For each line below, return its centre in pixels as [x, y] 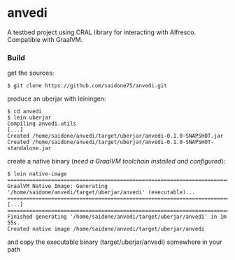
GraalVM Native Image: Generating [58, 187]
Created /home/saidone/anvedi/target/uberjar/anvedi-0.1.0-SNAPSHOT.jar [115, 136]
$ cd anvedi [24, 112]
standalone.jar [29, 148]
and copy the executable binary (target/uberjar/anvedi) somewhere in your [115, 242]
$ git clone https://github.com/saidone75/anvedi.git [87, 86]
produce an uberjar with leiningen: [57, 99]
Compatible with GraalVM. [45, 39]
